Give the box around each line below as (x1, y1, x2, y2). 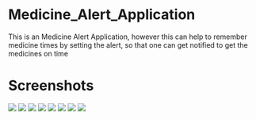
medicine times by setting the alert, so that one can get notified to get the (8, 40, 248, 49)
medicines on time (8, 48, 69, 58)
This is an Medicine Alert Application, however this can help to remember (8, 32, 248, 41)
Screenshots (8, 77, 94, 95)
